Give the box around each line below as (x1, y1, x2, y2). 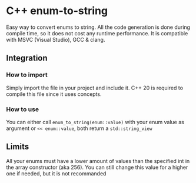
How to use (6, 105, 39, 113)
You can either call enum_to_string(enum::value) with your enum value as (6, 118, 184, 125)
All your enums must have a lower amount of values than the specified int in (6, 157, 190, 164)
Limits (6, 142, 29, 152)
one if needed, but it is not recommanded (6, 169, 107, 177)
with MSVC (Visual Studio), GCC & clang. (6, 36, 105, 43)
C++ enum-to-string (6, 4, 108, 18)
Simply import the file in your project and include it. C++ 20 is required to (6, 84, 184, 91)
